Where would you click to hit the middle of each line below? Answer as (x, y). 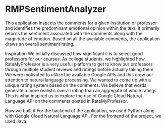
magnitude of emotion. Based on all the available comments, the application (83, 39)
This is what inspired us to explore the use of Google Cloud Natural (74, 96)
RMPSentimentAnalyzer (56, 9)
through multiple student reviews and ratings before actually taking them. (80, 69)
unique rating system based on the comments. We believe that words (76, 85)
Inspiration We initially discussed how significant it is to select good (74, 54)
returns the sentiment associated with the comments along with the (74, 33)
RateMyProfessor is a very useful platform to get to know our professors (79, 64)
